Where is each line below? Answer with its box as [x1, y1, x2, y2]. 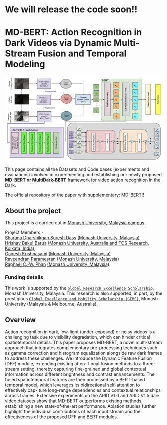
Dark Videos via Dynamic [5, 37, 112, 49]
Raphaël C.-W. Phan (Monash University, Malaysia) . [5, 261, 111, 267]
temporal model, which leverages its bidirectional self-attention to [5, 382, 140, 388]
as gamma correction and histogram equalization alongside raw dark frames [5, 350, 162, 356]
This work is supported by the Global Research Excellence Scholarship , [5, 285, 154, 291]
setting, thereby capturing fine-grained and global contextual [20, 366, 146, 372]
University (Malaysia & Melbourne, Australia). [5, 301, 98, 307]
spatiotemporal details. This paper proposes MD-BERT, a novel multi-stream [5, 339, 162, 346]
